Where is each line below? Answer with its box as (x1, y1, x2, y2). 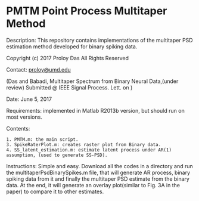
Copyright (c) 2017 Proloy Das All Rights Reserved (6, 54, 129, 61)
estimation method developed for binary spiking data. (6, 43, 138, 50)
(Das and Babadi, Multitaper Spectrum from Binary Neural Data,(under (6, 78, 179, 85)
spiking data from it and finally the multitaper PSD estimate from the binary (6, 175, 189, 183)
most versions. (6, 113, 43, 120)
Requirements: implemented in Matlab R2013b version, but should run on (6, 107, 185, 114)
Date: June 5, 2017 (6, 95, 52, 103)
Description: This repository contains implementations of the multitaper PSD (6, 36, 193, 44)
